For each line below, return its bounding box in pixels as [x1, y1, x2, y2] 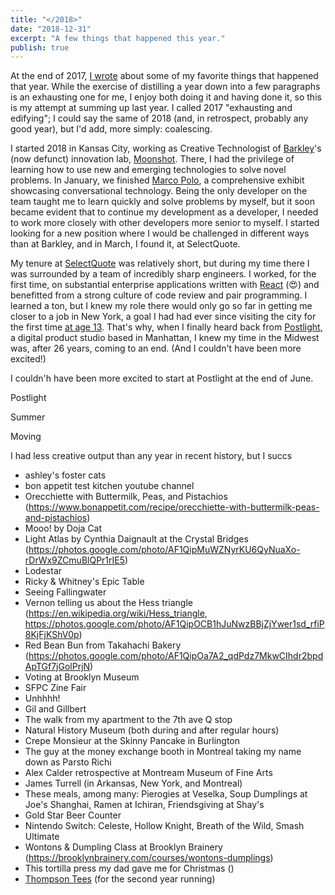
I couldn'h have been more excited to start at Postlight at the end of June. [10, 372, 314, 385]
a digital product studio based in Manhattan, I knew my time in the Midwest [10, 332, 320, 344]
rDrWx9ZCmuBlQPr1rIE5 [24, 554, 126, 566]
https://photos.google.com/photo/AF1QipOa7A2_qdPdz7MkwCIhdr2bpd [28, 650, 324, 662]
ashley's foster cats [24, 469, 107, 481]
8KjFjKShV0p [24, 629, 80, 641]
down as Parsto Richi [24, 756, 112, 768]
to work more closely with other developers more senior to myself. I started [10, 217, 320, 229]
